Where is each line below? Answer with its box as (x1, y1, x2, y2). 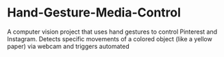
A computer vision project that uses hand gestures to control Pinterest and (7, 27, 218, 36)
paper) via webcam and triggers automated (7, 42, 130, 50)
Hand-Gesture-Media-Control (7, 5, 182, 21)
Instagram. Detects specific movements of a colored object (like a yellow (7, 34, 212, 43)
